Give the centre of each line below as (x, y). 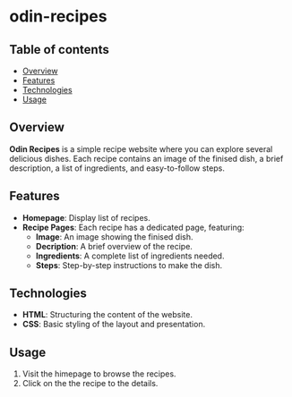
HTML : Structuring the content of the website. (107, 315)
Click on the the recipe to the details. (90, 384)
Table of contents (59, 50)
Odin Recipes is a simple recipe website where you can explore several (141, 148)
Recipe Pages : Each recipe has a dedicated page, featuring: (133, 227)
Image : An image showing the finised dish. (115, 237)
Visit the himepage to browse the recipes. (99, 374)
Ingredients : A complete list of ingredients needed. (130, 256)
